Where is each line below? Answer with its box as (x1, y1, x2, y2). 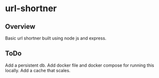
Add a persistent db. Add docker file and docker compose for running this (5, 62, 155, 68)
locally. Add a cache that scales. (5, 67, 71, 73)
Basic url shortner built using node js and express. (5, 35, 106, 41)
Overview (5, 22, 36, 31)
